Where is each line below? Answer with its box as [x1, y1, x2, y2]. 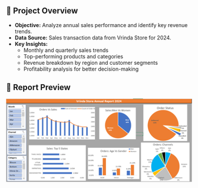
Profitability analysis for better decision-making [23, 65, 139, 72]
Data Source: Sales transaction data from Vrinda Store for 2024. [14, 34, 171, 41]
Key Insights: [14, 40, 48, 47]
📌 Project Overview [6, 6, 78, 16]
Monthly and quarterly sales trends [23, 47, 109, 54]
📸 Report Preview [6, 83, 71, 93]
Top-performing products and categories [23, 52, 124, 60]
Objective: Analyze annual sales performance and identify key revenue [14, 21, 188, 28]
